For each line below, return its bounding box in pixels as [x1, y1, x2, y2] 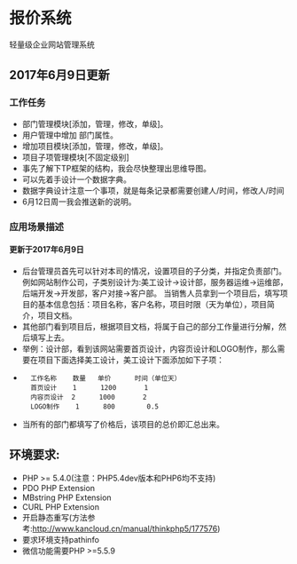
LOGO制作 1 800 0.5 [30, 401, 160, 411]
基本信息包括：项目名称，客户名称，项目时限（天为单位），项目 [37, 298, 268, 309]
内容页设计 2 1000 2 [30, 393, 147, 401]
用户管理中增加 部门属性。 [21, 130, 118, 140]
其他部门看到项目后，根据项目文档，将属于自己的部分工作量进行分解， [21, 321, 279, 331]
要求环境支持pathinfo [21, 534, 100, 544]
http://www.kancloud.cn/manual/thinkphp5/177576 [32, 523, 218, 534]
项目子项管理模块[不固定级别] [21, 152, 130, 163]
